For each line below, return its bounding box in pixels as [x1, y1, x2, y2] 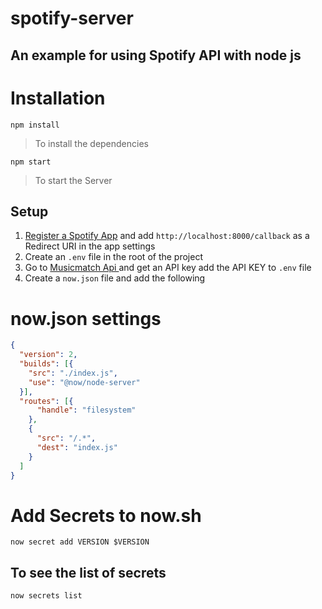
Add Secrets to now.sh [10, 504, 202, 527]
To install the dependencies [34, 137, 149, 149]
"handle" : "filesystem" [36, 405, 137, 416]
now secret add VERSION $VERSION [10, 537, 150, 547]
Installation [10, 87, 106, 109]
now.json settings [10, 307, 162, 330]
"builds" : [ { [19, 359, 74, 369]
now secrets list [10, 591, 83, 601]
